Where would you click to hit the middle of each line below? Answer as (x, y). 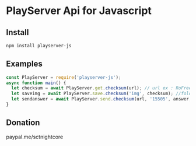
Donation (23, 123)
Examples (24, 64)
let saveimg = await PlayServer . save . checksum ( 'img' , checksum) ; (92, 94)
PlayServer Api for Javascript (79, 11)
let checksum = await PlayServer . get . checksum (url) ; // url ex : (92, 88)
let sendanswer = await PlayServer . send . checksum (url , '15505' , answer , (101, 99)
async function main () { (36, 83)
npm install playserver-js (39, 46)
